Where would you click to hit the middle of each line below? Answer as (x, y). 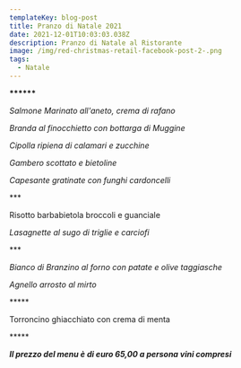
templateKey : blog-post (54, 18)
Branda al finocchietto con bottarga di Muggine (97, 127)
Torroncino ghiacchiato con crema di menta (90, 319)
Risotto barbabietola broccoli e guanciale (85, 215)
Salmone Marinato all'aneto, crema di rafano (93, 110)
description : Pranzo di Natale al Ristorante (95, 43)
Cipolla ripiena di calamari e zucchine (79, 145)
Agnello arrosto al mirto (53, 285)
